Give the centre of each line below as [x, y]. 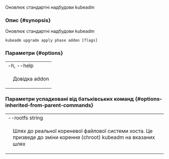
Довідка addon [31, 78]
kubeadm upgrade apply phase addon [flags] [52, 41]
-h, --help [21, 65]
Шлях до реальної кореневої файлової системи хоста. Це [83, 131]
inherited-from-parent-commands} [50, 105]
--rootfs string [25, 118]
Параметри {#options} [34, 53]
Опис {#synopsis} [28, 20]
